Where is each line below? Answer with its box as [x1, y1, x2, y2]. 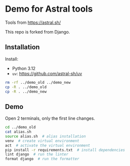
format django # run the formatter [5, 157, 79, 162]
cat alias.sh [5, 129, 32, 134]
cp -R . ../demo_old [5, 84, 47, 90]
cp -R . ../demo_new [5, 89, 47, 94]
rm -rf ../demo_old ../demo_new [5, 80, 71, 85]
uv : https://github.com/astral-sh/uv [12, 71, 82, 76]
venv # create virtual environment [5, 138, 79, 143]
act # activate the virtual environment [5, 143, 91, 148]
